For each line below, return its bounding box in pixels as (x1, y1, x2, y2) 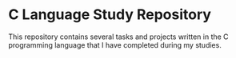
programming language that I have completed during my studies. (8, 40, 222, 49)
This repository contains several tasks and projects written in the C (8, 32, 230, 41)
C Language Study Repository (8, 6, 212, 24)
